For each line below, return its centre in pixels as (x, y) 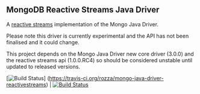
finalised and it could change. (43, 42)
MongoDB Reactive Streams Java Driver (83, 10)
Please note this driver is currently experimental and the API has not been (98, 36)
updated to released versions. (43, 66)
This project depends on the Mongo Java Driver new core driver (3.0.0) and (100, 54)
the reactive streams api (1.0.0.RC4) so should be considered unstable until (99, 60)
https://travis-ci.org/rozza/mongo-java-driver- (106, 78)
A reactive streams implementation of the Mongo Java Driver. (82, 24)
